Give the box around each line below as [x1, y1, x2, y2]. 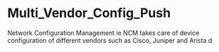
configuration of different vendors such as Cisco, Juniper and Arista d [7, 36, 213, 44]
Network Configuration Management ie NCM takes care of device [7, 28, 200, 37]
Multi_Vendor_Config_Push [7, 5, 171, 21]
